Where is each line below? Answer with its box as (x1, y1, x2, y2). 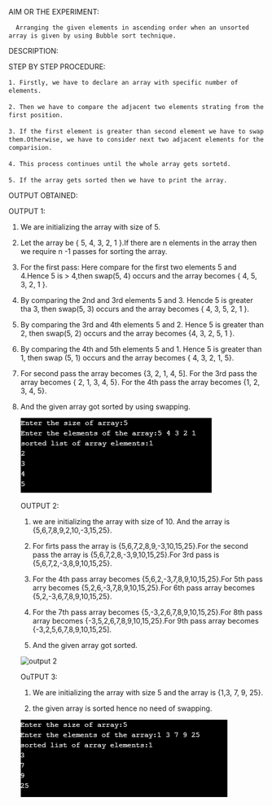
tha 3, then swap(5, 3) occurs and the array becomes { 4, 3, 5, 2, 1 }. (20, 304, 250, 313)
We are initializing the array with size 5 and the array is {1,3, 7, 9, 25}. (32, 688, 264, 697)
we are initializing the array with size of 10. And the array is (32, 517, 230, 526)
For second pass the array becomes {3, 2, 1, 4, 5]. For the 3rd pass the (20, 369, 258, 378)
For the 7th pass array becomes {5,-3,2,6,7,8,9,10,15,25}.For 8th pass (32, 607, 263, 617)
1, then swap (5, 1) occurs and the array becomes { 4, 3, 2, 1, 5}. (20, 353, 235, 362)
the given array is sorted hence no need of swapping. (32, 703, 213, 713)
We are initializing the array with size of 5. (20, 222, 161, 231)
